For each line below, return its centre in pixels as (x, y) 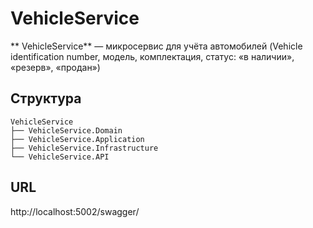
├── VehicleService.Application (77, 139)
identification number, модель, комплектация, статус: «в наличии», (152, 56)
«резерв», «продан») (55, 67)
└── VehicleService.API (60, 157)
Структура (46, 98)
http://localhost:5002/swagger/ (75, 211)
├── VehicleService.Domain (66, 130)
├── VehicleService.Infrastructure (84, 148)
